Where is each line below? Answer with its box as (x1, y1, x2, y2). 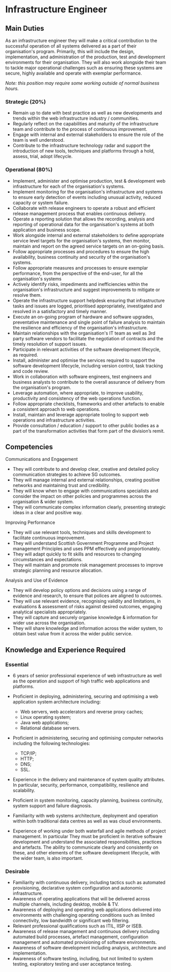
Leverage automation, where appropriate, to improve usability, (12, 390, 144, 396)
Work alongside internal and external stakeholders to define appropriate (12, 232, 164, 238)
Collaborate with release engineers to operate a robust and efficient (12, 205, 156, 211)
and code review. (12, 368, 50, 374)
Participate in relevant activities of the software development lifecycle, (12, 346, 161, 352)
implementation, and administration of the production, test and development (5, 54, 165, 60)
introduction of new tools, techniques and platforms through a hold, (12, 148, 155, 154)
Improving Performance (5, 519, 55, 525)
